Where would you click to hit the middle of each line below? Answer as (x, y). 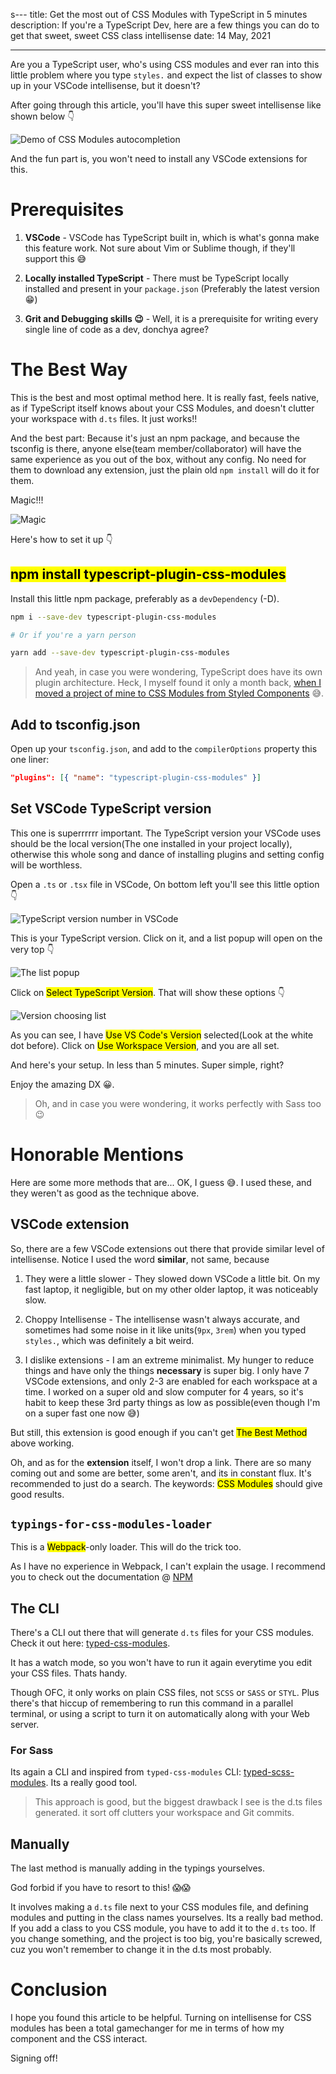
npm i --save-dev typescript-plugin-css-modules (113, 617)
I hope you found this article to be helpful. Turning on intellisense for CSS (161, 2018)
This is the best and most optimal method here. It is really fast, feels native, (165, 397)
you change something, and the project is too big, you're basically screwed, (166, 1939)
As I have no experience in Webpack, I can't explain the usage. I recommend (168, 1566)
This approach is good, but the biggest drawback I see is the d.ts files (178, 1802)
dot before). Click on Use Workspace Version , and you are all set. (145, 1045)
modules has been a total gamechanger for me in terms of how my (147, 2028)
